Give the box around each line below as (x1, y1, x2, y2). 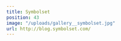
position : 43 (6, 14, 40, 20)
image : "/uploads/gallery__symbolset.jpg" (6, 20, 116, 26)
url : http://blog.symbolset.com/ (6, 25, 91, 32)
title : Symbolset (6, 8, 50, 15)
